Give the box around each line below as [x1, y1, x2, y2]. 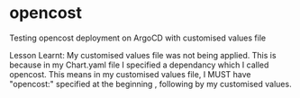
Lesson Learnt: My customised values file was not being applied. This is [9, 49, 277, 60]
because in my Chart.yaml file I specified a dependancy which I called [9, 59, 269, 70]
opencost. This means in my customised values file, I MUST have [9, 68, 251, 79]
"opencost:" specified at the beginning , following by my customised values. [9, 78, 292, 89]
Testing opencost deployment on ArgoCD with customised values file [9, 32, 267, 43]
